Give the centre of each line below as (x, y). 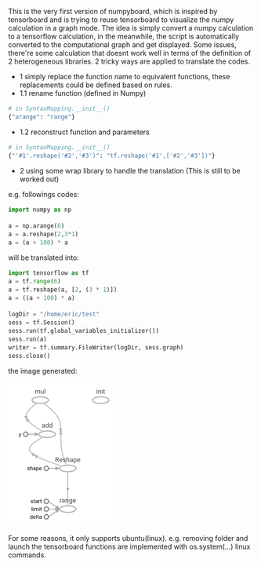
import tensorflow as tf (49, 273)
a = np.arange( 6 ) (36, 226)
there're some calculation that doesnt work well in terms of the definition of (130, 53)
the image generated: (43, 371)
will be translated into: (44, 257)
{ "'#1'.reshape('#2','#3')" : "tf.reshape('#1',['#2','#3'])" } (112, 155)
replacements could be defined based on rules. (96, 85)
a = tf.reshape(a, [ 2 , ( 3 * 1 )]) (63, 290)
